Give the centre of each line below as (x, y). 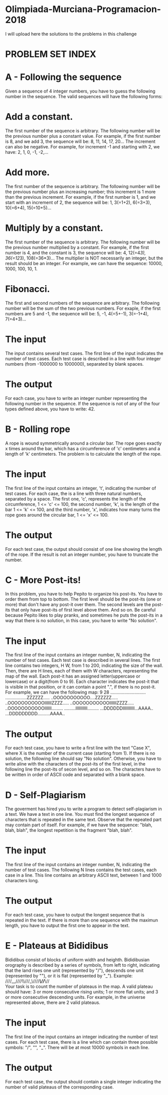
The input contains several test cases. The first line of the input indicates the (84, 353)
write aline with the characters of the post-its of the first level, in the (75, 764)
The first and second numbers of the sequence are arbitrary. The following (82, 303)
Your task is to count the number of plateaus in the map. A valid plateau (79, 986)
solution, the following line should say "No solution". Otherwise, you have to (83, 759)
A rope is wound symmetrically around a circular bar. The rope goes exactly (83, 443)
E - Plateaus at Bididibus (57, 946)
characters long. (22, 881)
